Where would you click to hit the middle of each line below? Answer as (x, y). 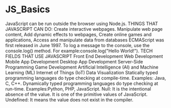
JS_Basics (28, 9)
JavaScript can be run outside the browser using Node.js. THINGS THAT (82, 24)
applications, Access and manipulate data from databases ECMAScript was (85, 40)
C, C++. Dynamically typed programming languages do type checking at (82, 83)
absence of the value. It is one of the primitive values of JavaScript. (77, 94)
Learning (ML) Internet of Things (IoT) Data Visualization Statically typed (82, 72)
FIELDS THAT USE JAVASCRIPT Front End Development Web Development (84, 56)
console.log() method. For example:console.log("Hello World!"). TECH (79, 51)
